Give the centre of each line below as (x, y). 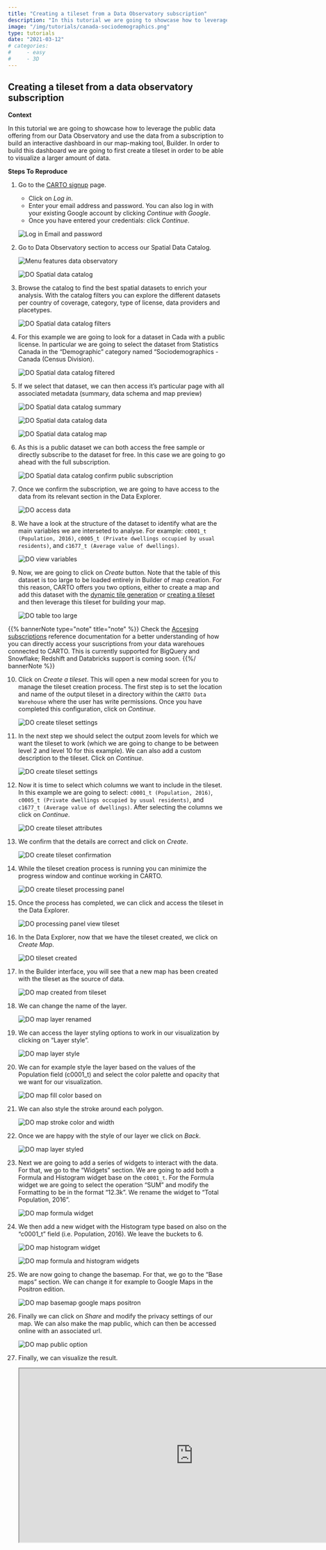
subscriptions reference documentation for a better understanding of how (114, 636)
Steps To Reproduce (38, 171)
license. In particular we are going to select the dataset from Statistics (118, 344)
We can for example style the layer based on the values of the (107, 1067)
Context (20, 115)
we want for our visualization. (60, 1081)
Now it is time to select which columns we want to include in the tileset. (120, 785)
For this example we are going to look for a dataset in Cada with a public (121, 337)
